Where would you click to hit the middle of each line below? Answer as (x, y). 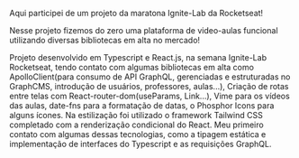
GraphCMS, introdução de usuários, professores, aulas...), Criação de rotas (149, 86)
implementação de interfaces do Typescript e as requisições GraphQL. (140, 144)
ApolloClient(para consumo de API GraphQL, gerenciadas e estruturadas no (150, 77)
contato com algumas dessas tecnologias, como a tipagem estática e (138, 134)
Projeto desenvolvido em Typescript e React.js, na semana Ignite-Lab (138, 57)
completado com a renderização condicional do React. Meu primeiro (136, 125)
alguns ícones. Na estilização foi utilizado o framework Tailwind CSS (136, 115)
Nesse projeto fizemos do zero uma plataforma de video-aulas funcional (144, 30)
